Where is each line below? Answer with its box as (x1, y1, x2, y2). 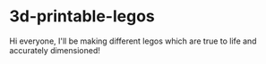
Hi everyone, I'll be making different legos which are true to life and (9, 36, 257, 46)
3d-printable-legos (9, 6, 155, 27)
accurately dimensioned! (9, 44, 101, 55)
